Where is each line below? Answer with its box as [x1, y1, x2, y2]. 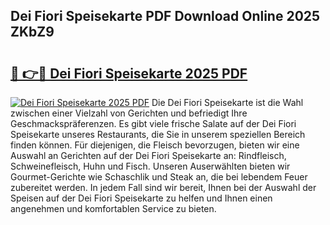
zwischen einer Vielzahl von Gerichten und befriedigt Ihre [10, 107, 248, 119]
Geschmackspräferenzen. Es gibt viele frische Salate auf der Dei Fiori [10, 118, 297, 129]
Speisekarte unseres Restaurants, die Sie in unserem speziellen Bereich [10, 129, 306, 140]
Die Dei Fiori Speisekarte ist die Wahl [151, 97, 304, 108]
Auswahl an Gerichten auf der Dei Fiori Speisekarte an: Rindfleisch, [10, 150, 287, 161]
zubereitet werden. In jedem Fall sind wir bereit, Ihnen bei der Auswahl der [10, 182, 317, 193]
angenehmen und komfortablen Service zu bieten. [10, 203, 217, 214]
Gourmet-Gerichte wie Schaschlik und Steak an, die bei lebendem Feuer [10, 171, 308, 183]
